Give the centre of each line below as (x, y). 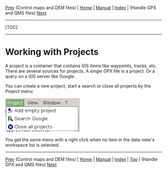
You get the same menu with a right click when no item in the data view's (80, 140)
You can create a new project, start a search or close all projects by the (78, 86)
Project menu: (19, 91)
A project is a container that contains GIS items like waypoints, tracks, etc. (81, 66)
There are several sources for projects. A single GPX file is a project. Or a (80, 71)
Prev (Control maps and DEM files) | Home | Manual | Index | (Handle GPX (81, 8)
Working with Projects (52, 52)
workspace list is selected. (32, 145)
